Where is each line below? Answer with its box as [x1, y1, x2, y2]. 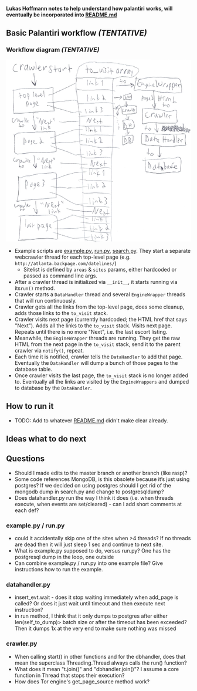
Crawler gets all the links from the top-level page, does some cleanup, [14, 303, 185, 310]
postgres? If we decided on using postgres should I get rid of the [14, 482, 171, 489]
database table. [14, 365, 53, 372]
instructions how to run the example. [14, 566, 104, 573]
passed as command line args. [23, 272, 98, 279]
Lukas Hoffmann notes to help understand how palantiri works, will [6, 5, 173, 12]
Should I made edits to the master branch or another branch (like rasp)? [14, 469, 188, 476]
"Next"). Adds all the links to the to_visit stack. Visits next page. [14, 322, 172, 329]
